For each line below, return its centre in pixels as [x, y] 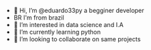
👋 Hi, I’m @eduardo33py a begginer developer [79, 10]
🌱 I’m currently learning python [57, 32]
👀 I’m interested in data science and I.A [69, 25]
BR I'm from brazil [39, 18]
